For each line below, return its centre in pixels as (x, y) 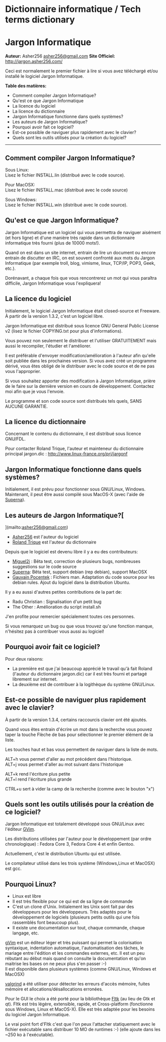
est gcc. (13, 868)
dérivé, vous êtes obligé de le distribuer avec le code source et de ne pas (80, 366)
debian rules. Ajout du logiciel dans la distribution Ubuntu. (71, 582)
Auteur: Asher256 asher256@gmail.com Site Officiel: (60, 56)
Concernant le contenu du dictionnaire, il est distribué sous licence (73, 434)
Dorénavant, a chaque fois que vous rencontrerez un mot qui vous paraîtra (81, 278)
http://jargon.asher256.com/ (34, 61)
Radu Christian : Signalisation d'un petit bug (57, 602)
